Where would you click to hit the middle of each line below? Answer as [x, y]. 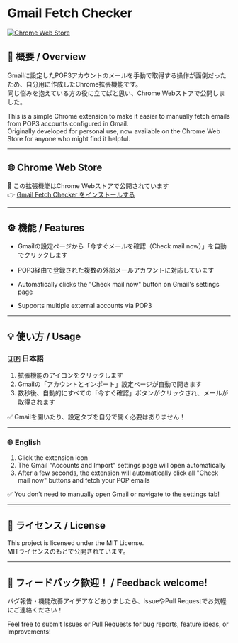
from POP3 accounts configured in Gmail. [68, 123]
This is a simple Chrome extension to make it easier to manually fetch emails [119, 116]
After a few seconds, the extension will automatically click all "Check [118, 473]
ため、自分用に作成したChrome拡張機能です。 [74, 84]
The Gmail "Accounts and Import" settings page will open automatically [121, 466]
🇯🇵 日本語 [25, 358]
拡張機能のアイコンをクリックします [70, 375]
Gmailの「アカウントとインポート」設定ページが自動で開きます [109, 384]
